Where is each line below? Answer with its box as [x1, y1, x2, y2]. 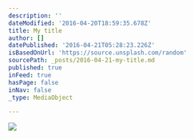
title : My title [8, 26, 62, 34]
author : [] [8, 34, 45, 42]
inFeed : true [8, 71, 52, 79]
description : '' [8, 11, 62, 20]
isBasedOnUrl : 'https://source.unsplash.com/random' [8, 49, 188, 57]
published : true [8, 64, 62, 72]
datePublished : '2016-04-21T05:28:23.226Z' [8, 42, 156, 50]
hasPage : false [8, 78, 59, 86]
